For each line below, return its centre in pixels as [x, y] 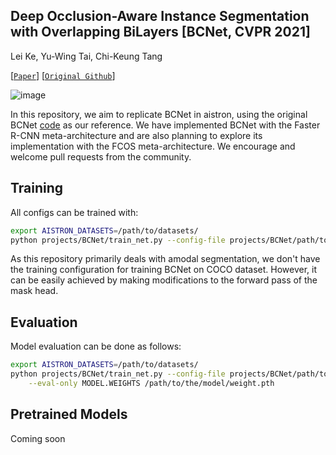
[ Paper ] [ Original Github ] [63, 75]
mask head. [34, 291]
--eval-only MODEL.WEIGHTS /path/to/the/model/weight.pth [151, 383]
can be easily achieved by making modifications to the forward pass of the [164, 280]
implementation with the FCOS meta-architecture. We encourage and [153, 146]
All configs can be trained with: [74, 212]
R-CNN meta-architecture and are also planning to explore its [136, 135]
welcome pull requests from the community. [101, 156]
